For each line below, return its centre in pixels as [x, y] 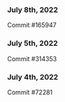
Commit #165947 [32, 25]
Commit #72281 [30, 92]
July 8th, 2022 [32, 10]
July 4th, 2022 [33, 77]
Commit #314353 [32, 58]
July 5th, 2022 [32, 44]
